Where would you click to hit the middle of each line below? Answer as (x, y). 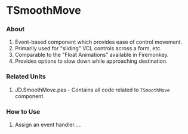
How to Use (23, 111)
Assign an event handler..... (48, 125)
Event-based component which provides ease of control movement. (98, 42)
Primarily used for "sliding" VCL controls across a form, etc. (88, 48)
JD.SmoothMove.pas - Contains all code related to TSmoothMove (92, 90)
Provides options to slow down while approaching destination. (91, 61)
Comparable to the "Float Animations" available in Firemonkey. (92, 55)
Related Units (26, 77)
